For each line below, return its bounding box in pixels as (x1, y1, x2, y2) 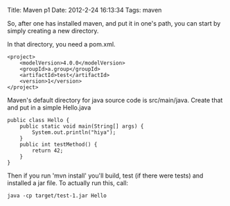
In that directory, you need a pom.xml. (7, 40, 116, 48)
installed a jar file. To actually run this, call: (7, 179, 129, 187)
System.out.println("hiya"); (32, 129, 116, 136)
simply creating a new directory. (7, 27, 99, 35)
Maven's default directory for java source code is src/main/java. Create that (7, 96, 223, 104)
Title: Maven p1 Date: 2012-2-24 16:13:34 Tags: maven (7, 6, 162, 14)
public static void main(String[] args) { (19, 123, 144, 130)
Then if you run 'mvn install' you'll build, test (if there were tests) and (7, 171, 204, 180)
